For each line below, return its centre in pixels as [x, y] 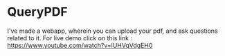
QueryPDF [37, 12]
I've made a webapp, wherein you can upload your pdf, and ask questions [112, 31]
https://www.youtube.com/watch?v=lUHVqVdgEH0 [80, 45]
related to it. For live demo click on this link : [70, 38]
